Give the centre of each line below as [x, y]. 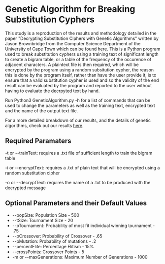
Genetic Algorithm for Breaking [70, 9]
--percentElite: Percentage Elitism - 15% [53, 246]
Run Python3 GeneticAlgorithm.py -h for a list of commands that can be [78, 100]
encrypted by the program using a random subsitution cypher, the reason [80, 69]
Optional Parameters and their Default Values [76, 203]
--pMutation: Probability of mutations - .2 [54, 241]
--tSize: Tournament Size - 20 [43, 220]
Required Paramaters [38, 141]
